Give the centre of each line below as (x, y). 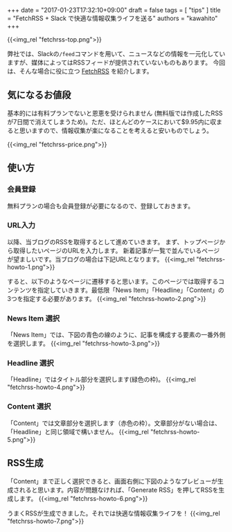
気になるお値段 (39, 95)
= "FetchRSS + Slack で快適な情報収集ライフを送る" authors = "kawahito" (113, 18)
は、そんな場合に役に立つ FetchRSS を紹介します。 (80, 71)
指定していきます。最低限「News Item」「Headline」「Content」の (131, 290)
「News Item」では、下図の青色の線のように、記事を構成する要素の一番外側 (116, 335)
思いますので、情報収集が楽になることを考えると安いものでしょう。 (116, 130)
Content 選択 (29, 406)
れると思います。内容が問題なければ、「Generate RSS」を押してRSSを (119, 490)
